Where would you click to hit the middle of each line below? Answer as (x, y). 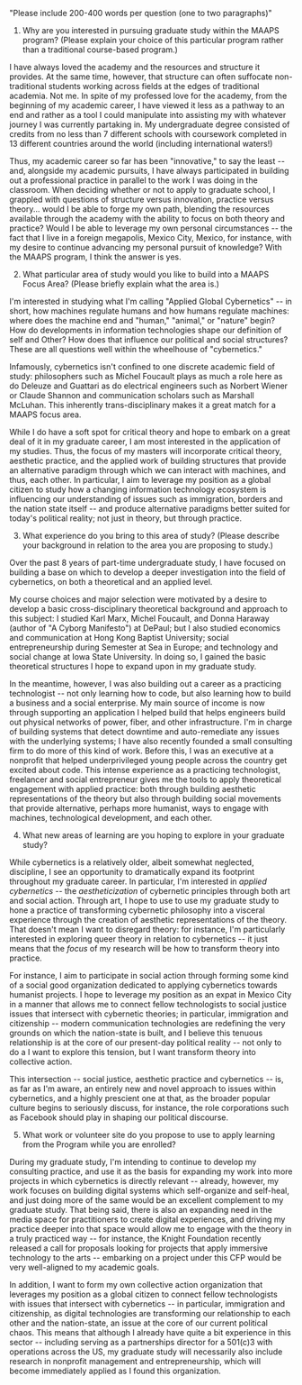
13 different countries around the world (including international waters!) (141, 144)
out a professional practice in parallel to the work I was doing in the (133, 180)
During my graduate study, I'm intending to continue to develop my (133, 1162)
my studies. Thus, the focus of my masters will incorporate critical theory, (146, 451)
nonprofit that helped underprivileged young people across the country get (148, 760)
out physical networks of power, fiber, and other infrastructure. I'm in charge (151, 722)
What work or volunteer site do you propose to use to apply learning (149, 1135)
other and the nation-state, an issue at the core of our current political (138, 1323)
